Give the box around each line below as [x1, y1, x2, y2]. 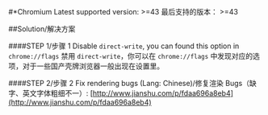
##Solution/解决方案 [8, 24, 76, 34]
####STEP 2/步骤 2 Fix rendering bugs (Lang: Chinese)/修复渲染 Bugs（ [8, 79, 250, 88]
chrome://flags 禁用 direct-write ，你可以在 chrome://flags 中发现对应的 [8, 51, 253, 60]
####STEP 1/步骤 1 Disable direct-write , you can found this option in [8, 41, 240, 51]
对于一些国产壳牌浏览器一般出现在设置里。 [22, 61, 164, 71]
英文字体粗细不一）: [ [22, 88, 94, 98]
